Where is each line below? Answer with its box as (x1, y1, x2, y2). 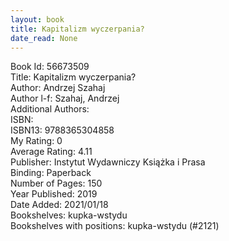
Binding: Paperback (10, 167, 92, 179)
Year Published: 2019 (10, 188, 98, 200)
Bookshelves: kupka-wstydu (10, 209, 128, 221)
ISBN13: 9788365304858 (10, 124, 115, 136)
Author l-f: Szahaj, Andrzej (10, 92, 120, 105)
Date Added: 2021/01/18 (10, 199, 109, 211)
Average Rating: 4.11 (10, 146, 93, 158)
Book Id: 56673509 (10, 61, 90, 73)
